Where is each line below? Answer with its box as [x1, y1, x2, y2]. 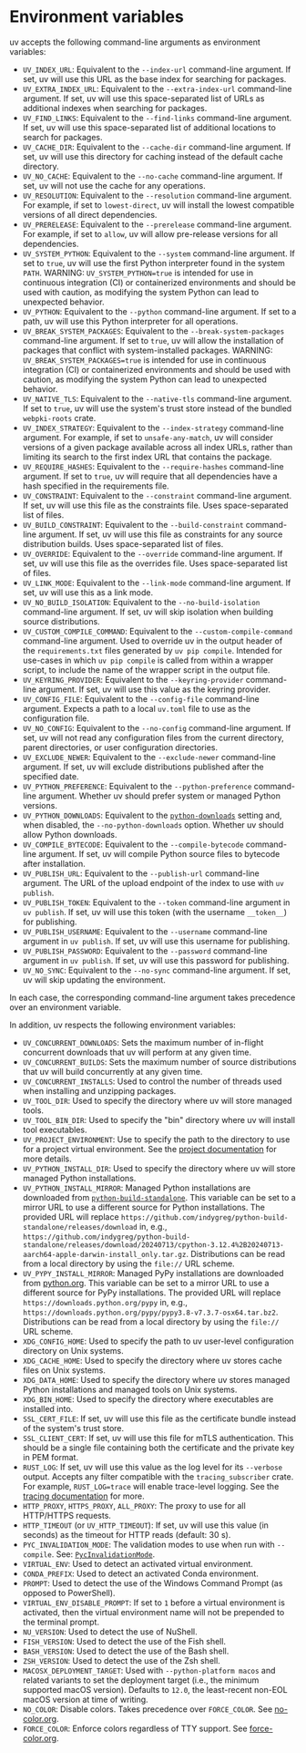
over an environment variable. [9, 1001, 122, 1013]
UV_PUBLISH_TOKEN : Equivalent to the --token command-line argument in [22, 896, 291, 908]
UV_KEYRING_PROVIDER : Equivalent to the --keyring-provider [22, 674, 244, 685]
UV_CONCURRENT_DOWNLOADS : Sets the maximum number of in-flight [22, 1036, 264, 1047]
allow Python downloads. [22, 829, 117, 840]
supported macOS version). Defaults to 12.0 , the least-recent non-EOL [22, 1684, 289, 1695]
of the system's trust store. [22, 1422, 125, 1433]
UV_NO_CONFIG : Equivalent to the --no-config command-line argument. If [22, 722, 291, 733]
